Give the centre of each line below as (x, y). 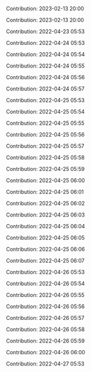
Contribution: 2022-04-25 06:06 (45, 249)
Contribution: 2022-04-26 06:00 (45, 352)
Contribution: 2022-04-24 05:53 (45, 43)
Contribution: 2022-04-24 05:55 (45, 66)
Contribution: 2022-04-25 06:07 (45, 261)
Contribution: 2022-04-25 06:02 (45, 203)
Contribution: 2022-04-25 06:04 (45, 226)
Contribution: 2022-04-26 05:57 (45, 318)
